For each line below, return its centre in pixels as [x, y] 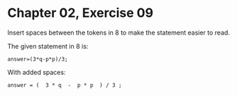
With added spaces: [37, 72]
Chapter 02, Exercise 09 [81, 13]
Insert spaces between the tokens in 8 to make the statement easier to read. [119, 32]
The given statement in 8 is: [48, 46]
